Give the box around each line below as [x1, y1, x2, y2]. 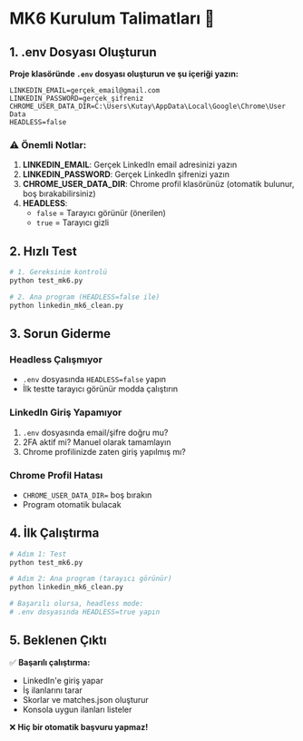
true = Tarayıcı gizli [35, 217, 110, 228]
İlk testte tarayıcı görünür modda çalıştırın [22, 383, 179, 394]
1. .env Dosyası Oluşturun [9, 44, 157, 60]
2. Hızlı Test [9, 243, 77, 259]
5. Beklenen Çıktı [9, 633, 107, 648]
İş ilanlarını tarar [22, 685, 83, 696]
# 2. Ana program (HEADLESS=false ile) [9, 292, 161, 301]
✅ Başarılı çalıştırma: [9, 657, 91, 667]
